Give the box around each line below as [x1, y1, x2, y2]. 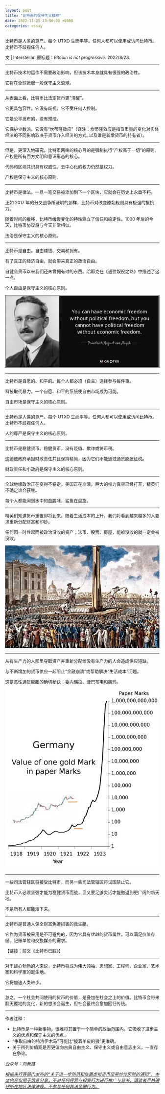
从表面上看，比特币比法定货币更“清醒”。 [5, 95, 87, 101]
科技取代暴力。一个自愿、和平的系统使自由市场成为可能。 [5, 388, 121, 394]
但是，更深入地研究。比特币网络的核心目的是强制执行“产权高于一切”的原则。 [5, 147, 159, 153]
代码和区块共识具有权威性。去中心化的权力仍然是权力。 [5, 164, 117, 170]
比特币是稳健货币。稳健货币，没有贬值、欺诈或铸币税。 [5, 445, 117, 451]
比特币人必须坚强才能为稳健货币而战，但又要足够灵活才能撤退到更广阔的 [5, 889, 151, 896]
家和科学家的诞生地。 [5, 969, 48, 975]
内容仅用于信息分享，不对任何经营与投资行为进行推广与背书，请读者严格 [9, 1077, 155, 1083]
